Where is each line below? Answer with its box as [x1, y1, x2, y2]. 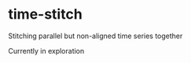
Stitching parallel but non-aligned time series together [8, 31, 183, 40]
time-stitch [8, 5, 83, 23]
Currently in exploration [8, 46, 85, 55]
